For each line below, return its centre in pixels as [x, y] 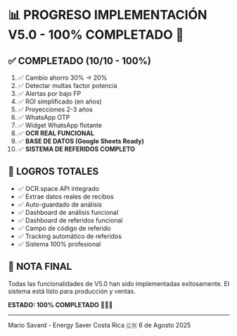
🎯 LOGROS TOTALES [53, 172]
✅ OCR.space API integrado [58, 188]
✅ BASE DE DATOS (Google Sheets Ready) [81, 141]
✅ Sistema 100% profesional [59, 244]
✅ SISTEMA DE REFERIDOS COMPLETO [77, 149]
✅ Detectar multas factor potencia [68, 86]
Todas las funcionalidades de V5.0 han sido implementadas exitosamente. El [119, 283]
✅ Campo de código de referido [64, 228]
